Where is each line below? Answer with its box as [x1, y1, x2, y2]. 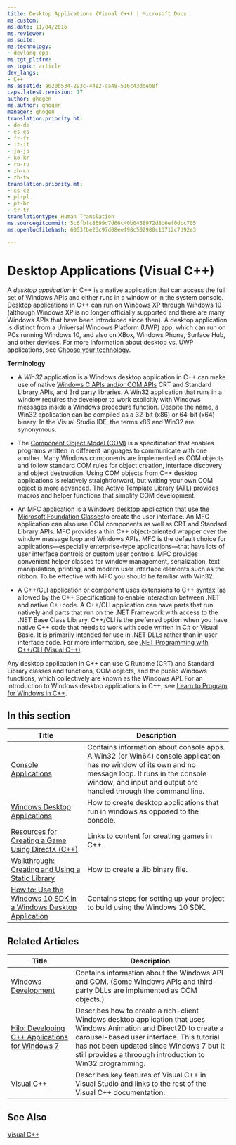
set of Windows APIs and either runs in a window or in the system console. [7, 293, 224, 302]
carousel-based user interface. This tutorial [75, 1032, 220, 1042]
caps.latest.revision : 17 [7, 89, 83, 96]
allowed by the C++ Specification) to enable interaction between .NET [17, 593, 220, 602]
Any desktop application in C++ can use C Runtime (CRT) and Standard [7, 659, 214, 668]
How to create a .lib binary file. [87, 865, 188, 875]
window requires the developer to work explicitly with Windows [17, 396, 202, 404]
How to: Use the [11, 885, 64, 894]
